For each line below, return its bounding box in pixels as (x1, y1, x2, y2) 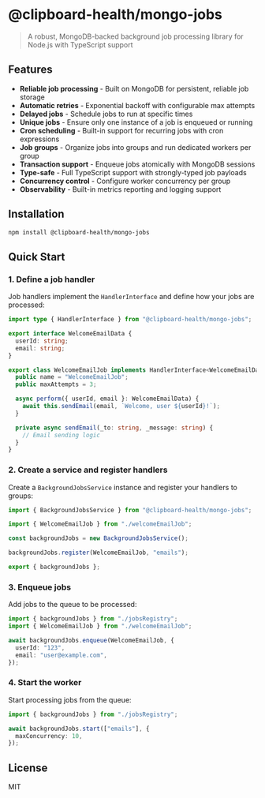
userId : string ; (15, 337, 69, 345)
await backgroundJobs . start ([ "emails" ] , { (8, 725, 150, 732)
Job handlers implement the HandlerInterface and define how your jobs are (8, 292, 255, 302)
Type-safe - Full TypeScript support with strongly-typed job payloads (19, 167, 247, 177)
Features (8, 63, 53, 77)
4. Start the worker (8, 677, 82, 688)
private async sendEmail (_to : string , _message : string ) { (15, 424, 214, 432)
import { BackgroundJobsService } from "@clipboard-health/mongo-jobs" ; (8, 506, 252, 514)
